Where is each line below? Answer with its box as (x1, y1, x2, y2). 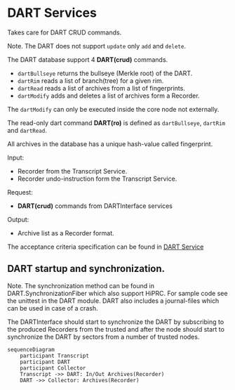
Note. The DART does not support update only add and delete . (7, 41, 186, 50)
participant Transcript (20, 352, 90, 359)
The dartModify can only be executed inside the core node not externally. (7, 105, 220, 113)
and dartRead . (7, 126, 47, 134)
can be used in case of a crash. (7, 304, 98, 312)
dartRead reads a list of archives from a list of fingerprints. (17, 84, 186, 92)
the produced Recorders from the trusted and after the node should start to (7, 325, 224, 333)
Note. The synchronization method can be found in (7, 281, 154, 290)
